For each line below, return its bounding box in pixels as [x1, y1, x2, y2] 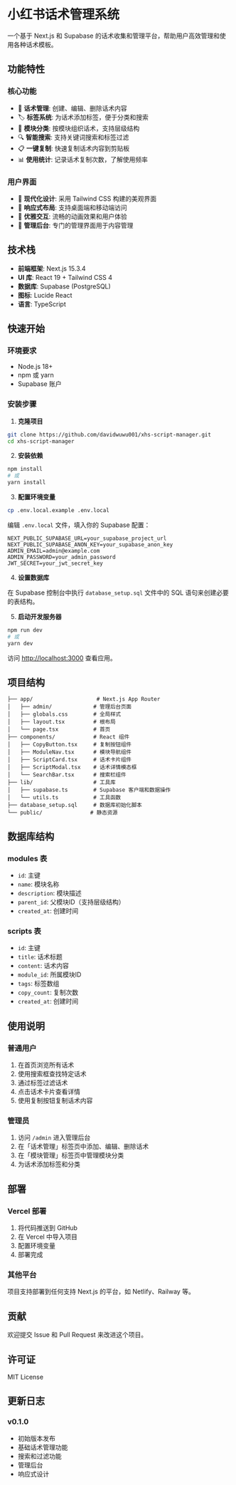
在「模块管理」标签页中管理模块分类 [17, 1151, 124, 1160]
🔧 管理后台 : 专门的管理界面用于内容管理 [17, 221, 134, 229]
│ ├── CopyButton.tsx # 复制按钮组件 [7, 741, 132, 749]
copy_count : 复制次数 [17, 988, 79, 997]
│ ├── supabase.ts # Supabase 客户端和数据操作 [7, 786, 171, 794]
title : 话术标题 [17, 952, 63, 962]
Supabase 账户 [17, 380, 62, 388]
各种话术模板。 [13, 40, 58, 48]
